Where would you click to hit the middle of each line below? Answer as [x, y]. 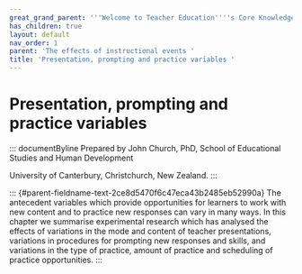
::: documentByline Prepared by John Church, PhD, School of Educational [145, 148]
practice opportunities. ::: [56, 260]
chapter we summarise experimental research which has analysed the [139, 221]
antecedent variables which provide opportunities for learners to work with [148, 202]
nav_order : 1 [34, 43]
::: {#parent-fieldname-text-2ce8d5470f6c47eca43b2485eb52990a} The [145, 192]
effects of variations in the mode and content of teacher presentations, [140, 231]
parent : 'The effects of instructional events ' [102, 51]
